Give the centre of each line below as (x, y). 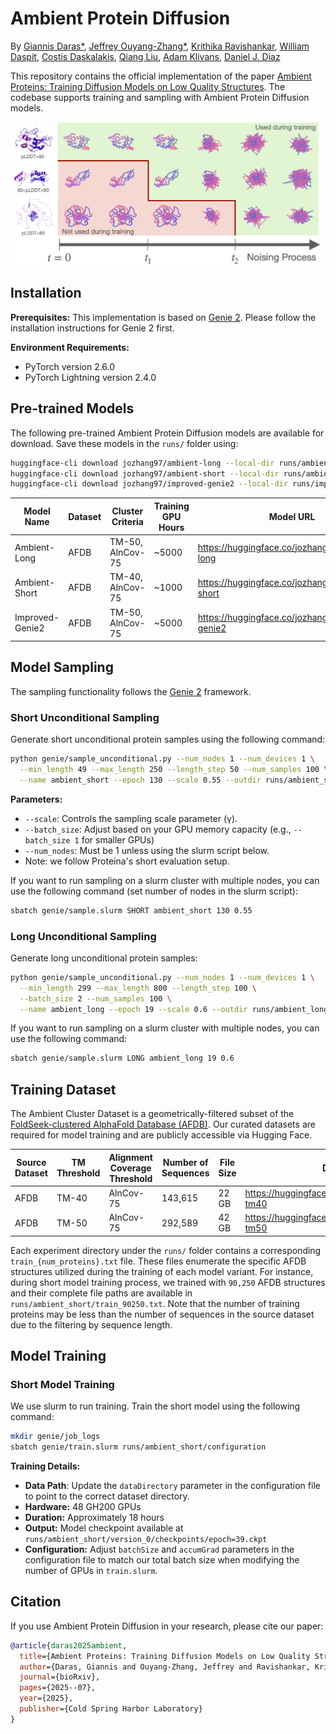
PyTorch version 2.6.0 (70, 366)
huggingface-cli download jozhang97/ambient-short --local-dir (145, 473)
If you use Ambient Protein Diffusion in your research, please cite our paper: (167, 1626)
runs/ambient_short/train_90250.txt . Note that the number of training (155, 1303)
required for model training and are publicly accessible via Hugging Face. (161, 1135)
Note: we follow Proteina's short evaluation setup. (127, 861)
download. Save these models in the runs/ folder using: (124, 443)
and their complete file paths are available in (101, 1293)
